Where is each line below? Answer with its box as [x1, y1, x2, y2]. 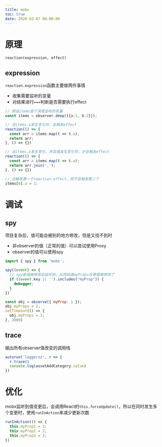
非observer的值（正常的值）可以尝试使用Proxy [12, 243, 107, 249]
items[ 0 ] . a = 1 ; [5, 181, 38, 186]
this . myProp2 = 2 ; [9, 428, 47, 433]
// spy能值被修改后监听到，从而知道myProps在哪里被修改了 [9, 272, 115, 277]
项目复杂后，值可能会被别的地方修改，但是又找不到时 [5, 233, 113, 238]
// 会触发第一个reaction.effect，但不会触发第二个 [5, 176, 99, 182]
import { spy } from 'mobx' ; [5, 259, 65, 264]
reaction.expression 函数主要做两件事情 [5, 82, 86, 88]
